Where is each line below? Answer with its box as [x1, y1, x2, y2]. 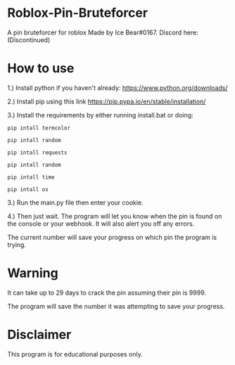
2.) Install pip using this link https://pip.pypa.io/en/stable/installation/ [7, 97, 206, 105]
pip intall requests [7, 149, 68, 156]
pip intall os [7, 186, 49, 193]
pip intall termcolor [7, 124, 71, 132]
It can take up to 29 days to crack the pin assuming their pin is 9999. [7, 288, 206, 297]
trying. [7, 241, 27, 249]
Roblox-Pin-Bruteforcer [7, 5, 148, 21]
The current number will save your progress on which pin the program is [7, 233, 217, 241]
